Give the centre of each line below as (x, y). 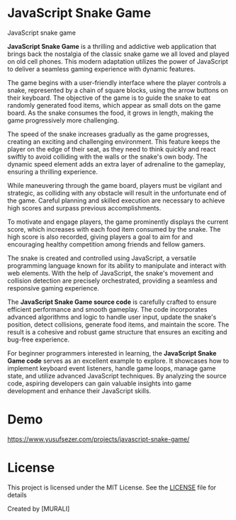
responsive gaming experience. (53, 288)
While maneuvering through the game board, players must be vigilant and (114, 185)
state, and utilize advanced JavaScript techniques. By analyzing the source (117, 375)
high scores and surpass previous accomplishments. (84, 208)
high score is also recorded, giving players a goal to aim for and (100, 237)
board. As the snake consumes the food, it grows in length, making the (111, 113)
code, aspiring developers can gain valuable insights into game (100, 383)
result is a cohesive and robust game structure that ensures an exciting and (117, 332)
